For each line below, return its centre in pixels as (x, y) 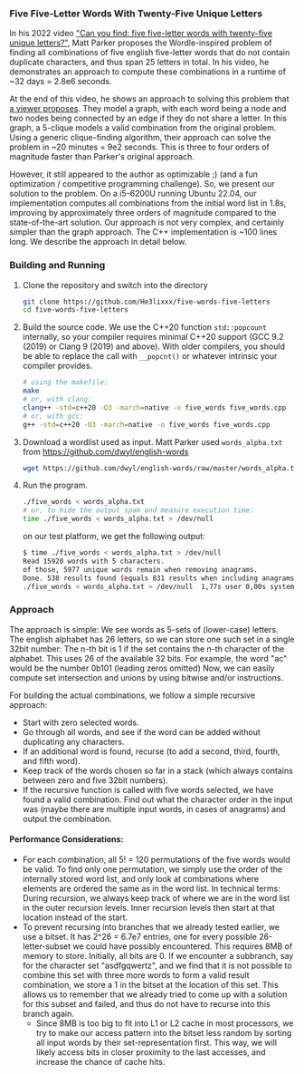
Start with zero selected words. (81, 722)
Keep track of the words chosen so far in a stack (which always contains (158, 770)
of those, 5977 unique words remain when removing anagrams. (140, 569)
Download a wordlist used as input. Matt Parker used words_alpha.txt (152, 441)
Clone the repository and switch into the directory (115, 285)
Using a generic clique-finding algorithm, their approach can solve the (140, 138)
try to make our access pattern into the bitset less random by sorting (164, 1032)
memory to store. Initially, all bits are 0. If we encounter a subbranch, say (158, 955)
